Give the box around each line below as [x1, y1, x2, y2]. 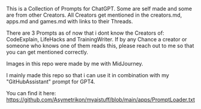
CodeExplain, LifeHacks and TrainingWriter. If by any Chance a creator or [6, 36, 187, 43]
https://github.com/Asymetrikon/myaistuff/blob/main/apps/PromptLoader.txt [6, 96, 195, 103]
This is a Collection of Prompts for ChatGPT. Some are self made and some [6, 5, 192, 12]
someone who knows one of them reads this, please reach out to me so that [6, 42, 194, 49]
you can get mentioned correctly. [6, 49, 89, 56]
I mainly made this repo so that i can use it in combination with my [6, 72, 169, 78]
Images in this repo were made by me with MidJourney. [6, 60, 143, 67]
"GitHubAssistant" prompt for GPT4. [6, 78, 95, 85]
